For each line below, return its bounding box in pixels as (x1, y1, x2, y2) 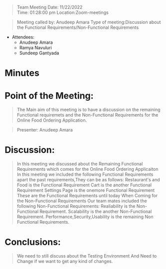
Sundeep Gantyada (19, 50, 59, 56)
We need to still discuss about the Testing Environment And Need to (16, 253, 157, 259)
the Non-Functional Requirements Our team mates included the (16, 198, 148, 204)
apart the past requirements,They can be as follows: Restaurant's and (16, 177, 160, 183)
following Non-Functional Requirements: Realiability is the (16, 203, 136, 209)
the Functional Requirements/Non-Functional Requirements (16, 24, 139, 30)
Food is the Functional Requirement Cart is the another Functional (16, 182, 152, 188)
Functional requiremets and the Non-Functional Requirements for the (16, 112, 159, 118)
